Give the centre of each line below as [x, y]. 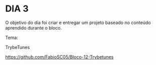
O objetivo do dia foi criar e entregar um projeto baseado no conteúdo [78, 22]
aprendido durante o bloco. [34, 27]
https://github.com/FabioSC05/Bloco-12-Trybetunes [59, 57]
